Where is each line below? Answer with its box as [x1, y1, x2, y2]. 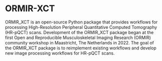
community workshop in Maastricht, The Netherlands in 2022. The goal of [5, 40, 154, 45]
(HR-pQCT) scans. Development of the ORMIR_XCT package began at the [5, 29, 154, 35]
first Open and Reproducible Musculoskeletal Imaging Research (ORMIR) [5, 35, 151, 41]
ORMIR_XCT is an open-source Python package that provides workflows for [5, 19, 158, 25]
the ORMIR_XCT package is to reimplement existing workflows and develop [5, 45, 157, 51]
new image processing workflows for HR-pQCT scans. [5, 50, 115, 56]
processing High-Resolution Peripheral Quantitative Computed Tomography [5, 24, 157, 30]
